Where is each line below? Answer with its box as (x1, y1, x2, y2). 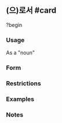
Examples (6, 95, 35, 103)
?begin (6, 21, 23, 28)
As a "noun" (6, 49, 35, 57)
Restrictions (6, 79, 42, 87)
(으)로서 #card (6, 5, 57, 16)
